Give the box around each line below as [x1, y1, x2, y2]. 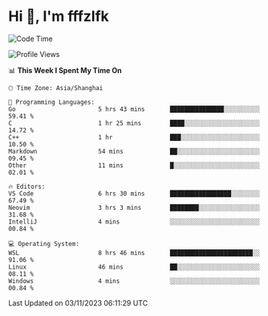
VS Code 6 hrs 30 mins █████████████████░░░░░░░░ [8, 189, 261, 198]
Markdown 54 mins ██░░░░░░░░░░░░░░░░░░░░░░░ [8, 147, 261, 155]
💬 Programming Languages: [8, 98, 95, 106]
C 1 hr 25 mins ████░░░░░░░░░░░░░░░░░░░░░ [8, 119, 261, 127]
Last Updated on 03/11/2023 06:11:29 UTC [8, 298, 148, 308]
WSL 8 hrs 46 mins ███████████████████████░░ [8, 248, 261, 256]
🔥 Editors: [8, 183, 46, 191]
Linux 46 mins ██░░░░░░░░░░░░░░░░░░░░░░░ [8, 263, 261, 271]
